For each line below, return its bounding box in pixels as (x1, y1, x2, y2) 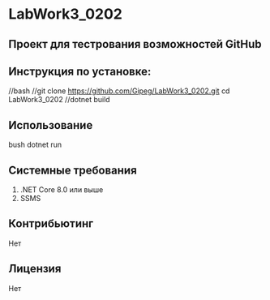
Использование (8, 118, 93, 132)
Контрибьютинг (8, 216, 94, 231)
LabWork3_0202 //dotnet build (8, 95, 111, 105)
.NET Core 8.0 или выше (19, 185, 104, 195)
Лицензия (8, 262, 62, 276)
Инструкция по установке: (8, 64, 152, 78)
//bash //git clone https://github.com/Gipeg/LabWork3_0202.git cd (8, 86, 230, 96)
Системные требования (8, 163, 138, 177)
